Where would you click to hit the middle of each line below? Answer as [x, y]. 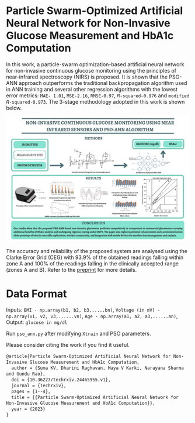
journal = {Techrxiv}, [39, 386]
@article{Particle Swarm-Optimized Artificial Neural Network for [88, 357]
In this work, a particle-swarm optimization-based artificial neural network [95, 64]
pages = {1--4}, [31, 392]
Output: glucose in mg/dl [37, 322]
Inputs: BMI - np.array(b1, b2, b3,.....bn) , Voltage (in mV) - [83, 310]
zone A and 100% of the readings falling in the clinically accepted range [93, 264]
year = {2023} [28, 409]
